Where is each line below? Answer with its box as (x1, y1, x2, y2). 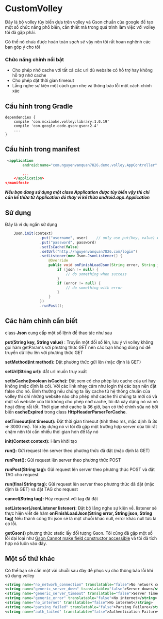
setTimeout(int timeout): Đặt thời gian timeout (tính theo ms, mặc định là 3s (5, 418, 158, 424)
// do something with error (65, 285, 123, 290)
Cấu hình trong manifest (5, 145, 80, 153)
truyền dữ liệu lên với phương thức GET (5, 349, 83, 356)
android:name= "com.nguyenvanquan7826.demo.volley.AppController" (22, 163, 158, 168)
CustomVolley (5, 3, 63, 14)
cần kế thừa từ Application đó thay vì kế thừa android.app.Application (5, 194, 150, 200)
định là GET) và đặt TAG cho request (5, 486, 78, 492)
